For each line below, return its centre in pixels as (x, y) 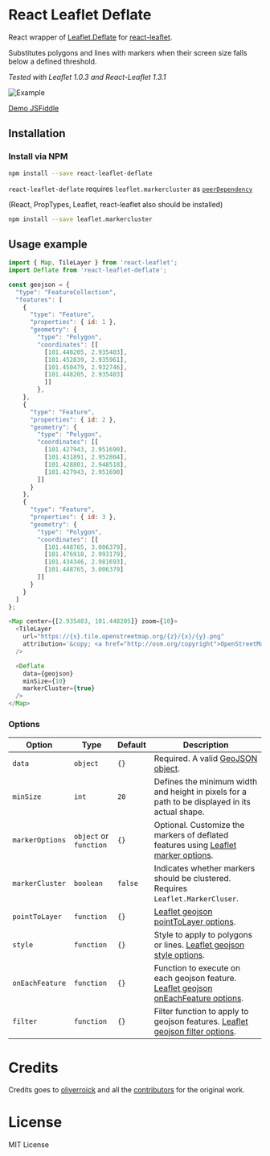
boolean (88, 884)
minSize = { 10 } (45, 681)
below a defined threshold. (53, 61)
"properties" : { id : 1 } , (73, 322)
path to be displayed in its (202, 802)
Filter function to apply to (201, 1012)
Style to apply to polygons (203, 935)
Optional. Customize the (199, 825)
